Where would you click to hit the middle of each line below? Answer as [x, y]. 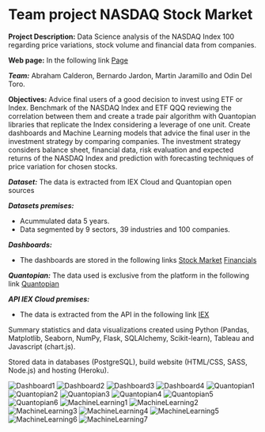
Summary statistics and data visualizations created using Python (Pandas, [129, 329]
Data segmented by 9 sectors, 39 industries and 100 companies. [125, 229]
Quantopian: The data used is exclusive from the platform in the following [129, 275]
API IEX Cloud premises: [49, 299]
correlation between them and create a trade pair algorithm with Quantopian [132, 116]
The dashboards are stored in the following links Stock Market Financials [138, 260]
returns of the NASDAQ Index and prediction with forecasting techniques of [131, 158]
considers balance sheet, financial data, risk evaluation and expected [121, 150]
